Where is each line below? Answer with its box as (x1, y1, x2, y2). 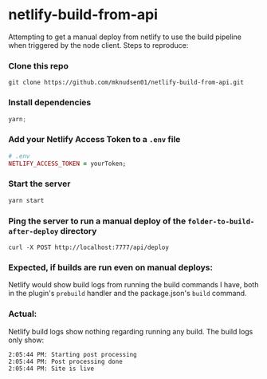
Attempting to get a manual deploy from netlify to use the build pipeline (8, 32, 241, 41)
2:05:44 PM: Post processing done (8, 357, 124, 365)
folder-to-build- (187, 217, 255, 226)
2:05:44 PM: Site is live (8, 365, 94, 373)
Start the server (8, 178, 71, 189)
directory (60, 225, 97, 236)
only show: (8, 335, 45, 345)
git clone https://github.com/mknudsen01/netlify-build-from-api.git (8, 78, 245, 87)
